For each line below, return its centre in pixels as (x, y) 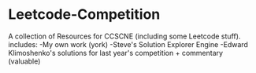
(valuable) (24, 61)
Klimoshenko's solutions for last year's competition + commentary (115, 53)
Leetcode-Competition (84, 15)
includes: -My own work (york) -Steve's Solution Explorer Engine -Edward (128, 44)
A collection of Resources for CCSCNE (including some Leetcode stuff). (124, 36)
